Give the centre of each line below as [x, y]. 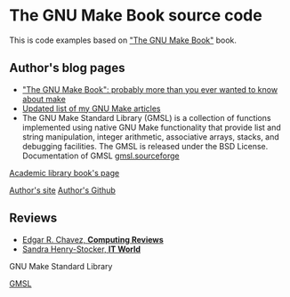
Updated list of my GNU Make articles [91, 108]
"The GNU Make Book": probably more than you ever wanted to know [150, 89]
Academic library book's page [64, 173]
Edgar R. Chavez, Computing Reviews [93, 239]
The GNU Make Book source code [136, 16]
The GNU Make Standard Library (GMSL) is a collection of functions [146, 117]
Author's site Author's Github [62, 190]
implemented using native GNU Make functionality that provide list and [152, 127]
